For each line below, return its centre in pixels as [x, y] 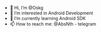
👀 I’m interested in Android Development [51, 13]
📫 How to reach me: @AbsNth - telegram [53, 24]
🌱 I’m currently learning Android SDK [48, 18]
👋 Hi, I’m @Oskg [26, 8]
